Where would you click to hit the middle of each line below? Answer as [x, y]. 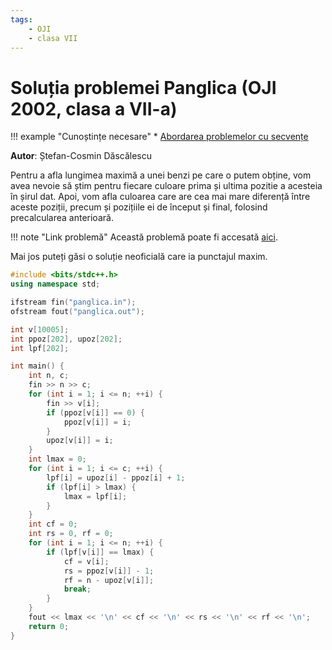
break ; [77, 589]
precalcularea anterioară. [62, 218]
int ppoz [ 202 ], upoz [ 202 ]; [66, 339]
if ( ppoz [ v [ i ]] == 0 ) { [95, 412]
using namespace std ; [55, 284]
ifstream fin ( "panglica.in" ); [73, 302]
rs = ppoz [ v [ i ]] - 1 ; [109, 571]
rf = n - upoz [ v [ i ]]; [109, 580]
